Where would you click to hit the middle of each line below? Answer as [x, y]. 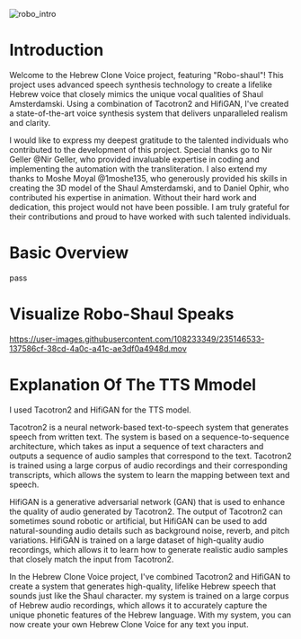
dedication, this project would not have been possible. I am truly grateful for [150, 207]
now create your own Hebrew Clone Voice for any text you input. [129, 624]
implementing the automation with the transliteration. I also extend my [138, 169]
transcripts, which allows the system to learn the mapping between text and [150, 475]
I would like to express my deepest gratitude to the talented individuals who [149, 140]
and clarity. [30, 122]
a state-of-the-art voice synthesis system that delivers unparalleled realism [149, 113]
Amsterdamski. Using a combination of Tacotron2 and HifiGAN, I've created [149, 103]
